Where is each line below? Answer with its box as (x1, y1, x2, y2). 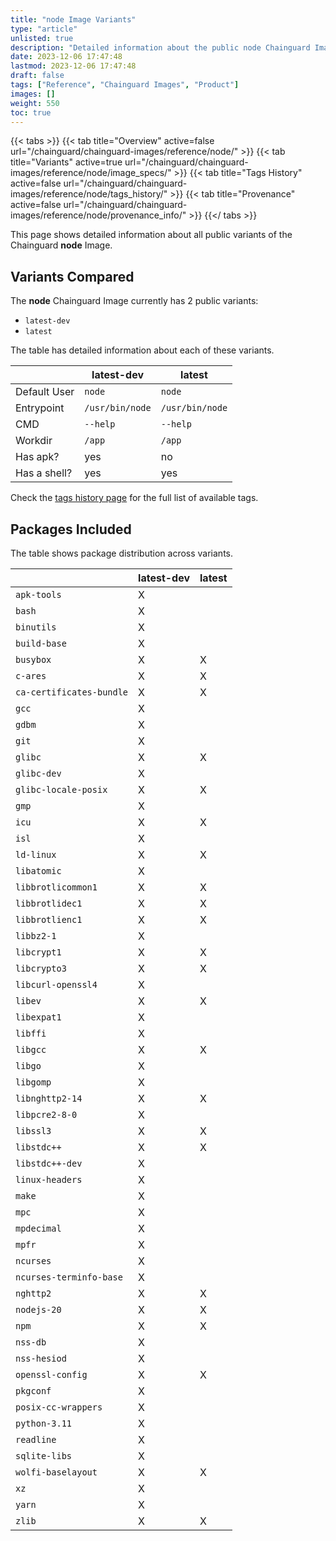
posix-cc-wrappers (15, 1402, 103, 1413)
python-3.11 (15, 1418, 73, 1429)
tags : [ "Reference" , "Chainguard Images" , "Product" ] (10, 80, 240, 90)
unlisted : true (10, 33, 74, 43)
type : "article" (10, 24, 78, 34)
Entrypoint (15, 401, 65, 415)
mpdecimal (15, 1223, 62, 1234)
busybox (15, 654, 52, 665)
